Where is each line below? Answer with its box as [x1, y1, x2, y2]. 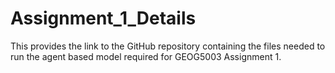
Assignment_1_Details [10, 7, 197, 30]
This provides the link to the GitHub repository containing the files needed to [10, 40, 326, 52]
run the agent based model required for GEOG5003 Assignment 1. [10, 50, 282, 62]
